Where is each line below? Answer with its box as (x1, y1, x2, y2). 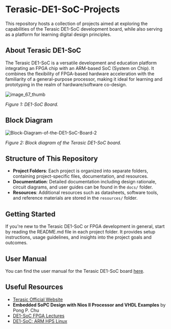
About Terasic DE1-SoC (5, 46, 81, 55)
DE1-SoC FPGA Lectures (12, 313, 65, 319)
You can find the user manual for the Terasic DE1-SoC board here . (5, 268, 145, 274)
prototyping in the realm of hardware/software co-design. (5, 81, 127, 87)
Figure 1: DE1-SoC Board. (5, 101, 59, 107)
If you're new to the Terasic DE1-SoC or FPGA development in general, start (5, 223, 165, 229)
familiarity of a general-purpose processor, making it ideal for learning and (5, 76, 163, 82)
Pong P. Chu (12, 307, 39, 313)
